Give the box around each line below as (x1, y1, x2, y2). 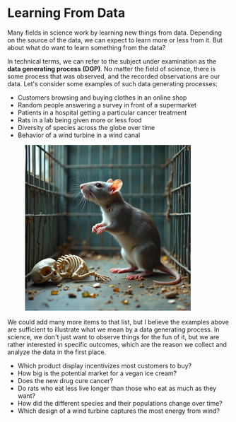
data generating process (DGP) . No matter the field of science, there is (7, 64, 216, 73)
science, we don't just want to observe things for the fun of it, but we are (7, 332, 220, 341)
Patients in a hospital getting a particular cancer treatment (17, 108, 187, 117)
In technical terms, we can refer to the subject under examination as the (7, 57, 217, 65)
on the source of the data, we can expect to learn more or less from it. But (7, 35, 223, 44)
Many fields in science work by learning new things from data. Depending (7, 28, 223, 37)
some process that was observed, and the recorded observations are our (7, 72, 220, 81)
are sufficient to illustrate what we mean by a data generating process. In (7, 325, 220, 334)
